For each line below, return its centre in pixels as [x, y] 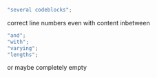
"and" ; [17, 35]
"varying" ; [23, 48]
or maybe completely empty [47, 68]
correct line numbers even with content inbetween [78, 23]
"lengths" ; [23, 55]
